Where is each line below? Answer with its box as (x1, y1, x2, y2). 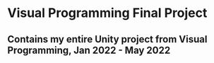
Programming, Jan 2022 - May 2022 (7, 44, 171, 56)
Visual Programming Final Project (7, 5, 208, 21)
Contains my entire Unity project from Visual (7, 33, 208, 45)
